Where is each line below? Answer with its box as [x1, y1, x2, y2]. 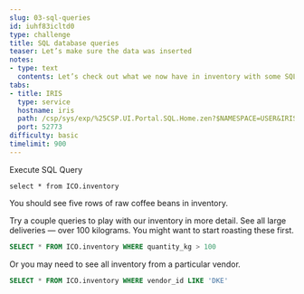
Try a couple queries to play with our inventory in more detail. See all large [9, 214, 287, 226]
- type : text [9, 64, 59, 73]
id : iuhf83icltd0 [9, 22, 75, 31]
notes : [9, 55, 34, 64]
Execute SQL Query [9, 164, 83, 175]
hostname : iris [17, 106, 75, 115]
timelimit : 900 [9, 139, 67, 148]
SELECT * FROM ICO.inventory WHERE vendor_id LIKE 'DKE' [9, 276, 229, 285]
